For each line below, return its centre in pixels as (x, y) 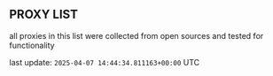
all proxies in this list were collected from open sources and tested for (136, 35)
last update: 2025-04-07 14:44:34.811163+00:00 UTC (105, 62)
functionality (32, 45)
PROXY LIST (43, 15)
